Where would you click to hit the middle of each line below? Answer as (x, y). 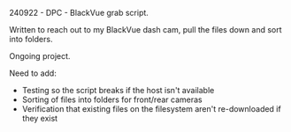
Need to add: (33, 73)
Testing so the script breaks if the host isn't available (118, 90)
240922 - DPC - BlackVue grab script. (79, 13)
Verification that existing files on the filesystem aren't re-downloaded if (151, 109)
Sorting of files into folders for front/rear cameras (112, 99)
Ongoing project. (40, 56)
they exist (40, 118)
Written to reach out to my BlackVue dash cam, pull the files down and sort (145, 29)
